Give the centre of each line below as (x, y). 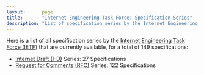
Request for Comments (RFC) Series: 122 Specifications (85, 65)
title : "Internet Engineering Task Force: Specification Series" (99, 18)
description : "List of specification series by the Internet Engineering (102, 23)
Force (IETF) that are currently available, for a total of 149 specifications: (97, 47)
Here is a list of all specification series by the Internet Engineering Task (96, 41)
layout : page (30, 12)
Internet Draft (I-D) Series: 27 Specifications (71, 59)
